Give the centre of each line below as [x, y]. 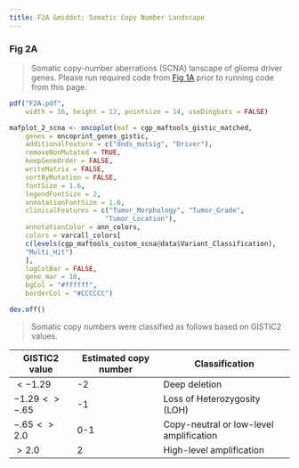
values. [44, 336]
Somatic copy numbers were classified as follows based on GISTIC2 [156, 326]
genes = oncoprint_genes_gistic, [87, 136]
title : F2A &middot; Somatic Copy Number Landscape [107, 17]
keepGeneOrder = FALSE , [69, 161]
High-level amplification [214, 449]
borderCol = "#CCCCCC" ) [69, 294]
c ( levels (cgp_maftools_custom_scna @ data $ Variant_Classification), [151, 243]
